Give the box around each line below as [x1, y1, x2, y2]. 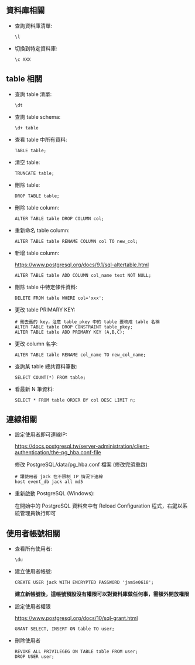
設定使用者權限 [14, 603, 51, 610]
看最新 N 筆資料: [14, 385, 54, 392]
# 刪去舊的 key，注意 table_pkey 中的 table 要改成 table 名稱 [14, 318, 160, 325]
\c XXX [14, 56, 31, 63]
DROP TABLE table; [14, 193, 60, 199]
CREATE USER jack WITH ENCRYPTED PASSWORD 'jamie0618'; [14, 580, 154, 585]
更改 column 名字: [14, 340, 58, 347]
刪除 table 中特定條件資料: [14, 283, 78, 290]
